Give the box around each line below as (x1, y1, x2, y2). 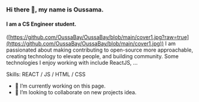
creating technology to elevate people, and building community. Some (6, 53, 179, 60)
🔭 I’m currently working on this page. (14, 82, 106, 89)
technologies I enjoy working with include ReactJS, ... (6, 59, 138, 67)
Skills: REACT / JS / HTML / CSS (6, 71, 85, 78)
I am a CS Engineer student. (6, 20, 76, 28)
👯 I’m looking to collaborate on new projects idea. (14, 89, 137, 96)
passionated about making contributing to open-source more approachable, (6, 46, 194, 53)
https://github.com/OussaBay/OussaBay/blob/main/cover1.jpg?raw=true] (10, 34, 189, 41)
